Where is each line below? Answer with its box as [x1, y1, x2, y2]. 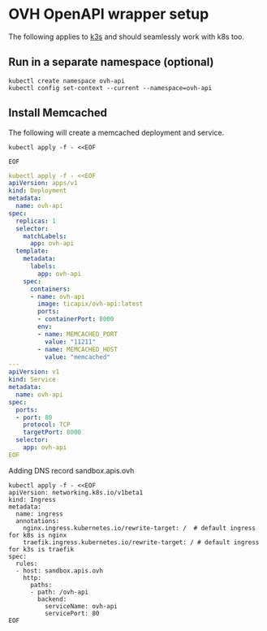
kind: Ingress [8, 495, 57, 504]
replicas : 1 [15, 217, 57, 225]
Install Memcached [8, 106, 108, 120]
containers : [29, 285, 71, 293]
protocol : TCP [23, 421, 71, 429]
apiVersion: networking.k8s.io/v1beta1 [8, 488, 144, 496]
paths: [29, 581, 53, 589]
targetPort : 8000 [23, 428, 82, 437]
